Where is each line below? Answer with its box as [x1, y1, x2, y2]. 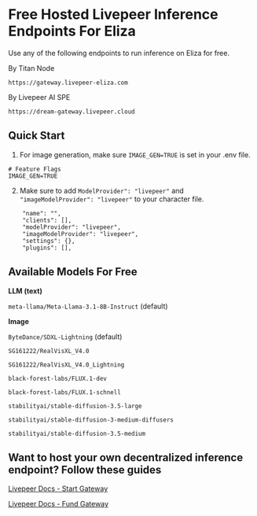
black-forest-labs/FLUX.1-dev [8, 374, 108, 382]
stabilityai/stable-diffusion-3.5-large [8, 402, 143, 410]
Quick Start [8, 129, 65, 142]
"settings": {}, [22, 237, 76, 245]
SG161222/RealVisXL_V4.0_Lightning [8, 360, 125, 369]
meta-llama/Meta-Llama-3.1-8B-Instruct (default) [8, 301, 168, 311]
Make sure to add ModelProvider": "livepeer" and [19, 186, 185, 195]
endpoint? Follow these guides [8, 463, 162, 477]
